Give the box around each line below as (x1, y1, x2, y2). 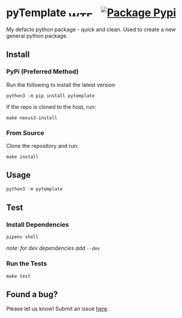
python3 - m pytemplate (6, 186, 63, 192)
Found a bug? (6, 289, 58, 299)
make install (6, 153, 39, 160)
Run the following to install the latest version (6, 81, 116, 88)
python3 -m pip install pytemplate (6, 93, 95, 99)
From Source (6, 129, 44, 137)
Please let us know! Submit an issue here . (6, 305, 109, 313)
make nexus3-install (6, 114, 58, 121)
